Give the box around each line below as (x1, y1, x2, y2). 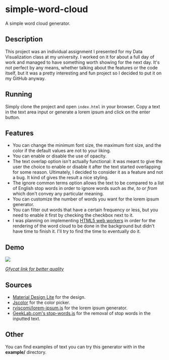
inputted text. (12, 315, 40, 322)
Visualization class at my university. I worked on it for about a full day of (5, 54, 155, 60)
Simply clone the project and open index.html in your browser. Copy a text (5, 103, 160, 109)
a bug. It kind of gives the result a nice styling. (12, 175, 109, 181)
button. (5, 114, 20, 120)
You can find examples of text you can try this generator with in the (5, 343, 145, 350)
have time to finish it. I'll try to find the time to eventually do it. (12, 228, 141, 234)
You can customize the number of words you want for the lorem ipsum (12, 196, 159, 202)
